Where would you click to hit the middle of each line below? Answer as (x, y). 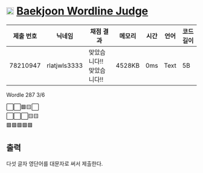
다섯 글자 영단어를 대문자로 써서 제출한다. (55, 163)
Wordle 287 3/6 (26, 94)
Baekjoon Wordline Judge (82, 11)
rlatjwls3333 (65, 65)
